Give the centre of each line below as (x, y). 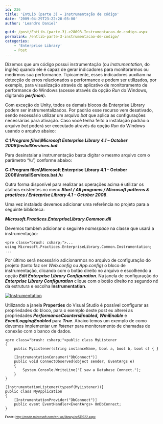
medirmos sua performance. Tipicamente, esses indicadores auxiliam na (78, 74)
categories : (17, 41)
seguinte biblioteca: (25, 209)
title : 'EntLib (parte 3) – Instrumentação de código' (62, 14)
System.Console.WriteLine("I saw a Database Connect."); (82, 370)
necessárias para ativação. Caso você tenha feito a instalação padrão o (77, 120)
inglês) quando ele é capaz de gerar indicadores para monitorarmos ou (77, 69)
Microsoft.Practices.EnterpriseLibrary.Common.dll (58, 219)
